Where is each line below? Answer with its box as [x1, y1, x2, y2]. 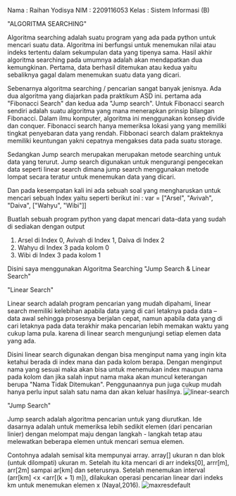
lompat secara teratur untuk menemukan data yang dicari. [7, 172, 176, 181]
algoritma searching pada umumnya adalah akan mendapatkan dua [7, 56, 203, 64]
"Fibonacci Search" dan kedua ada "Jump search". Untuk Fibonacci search [7, 99, 225, 108]
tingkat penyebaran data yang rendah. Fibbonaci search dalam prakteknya [7, 129, 223, 137]
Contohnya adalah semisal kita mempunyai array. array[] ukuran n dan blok [7, 451, 225, 459]
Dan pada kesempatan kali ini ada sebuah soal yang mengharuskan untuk [7, 186, 221, 194]
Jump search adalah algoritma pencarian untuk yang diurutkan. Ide [7, 415, 202, 423]
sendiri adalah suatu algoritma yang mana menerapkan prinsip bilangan [7, 107, 215, 115]
